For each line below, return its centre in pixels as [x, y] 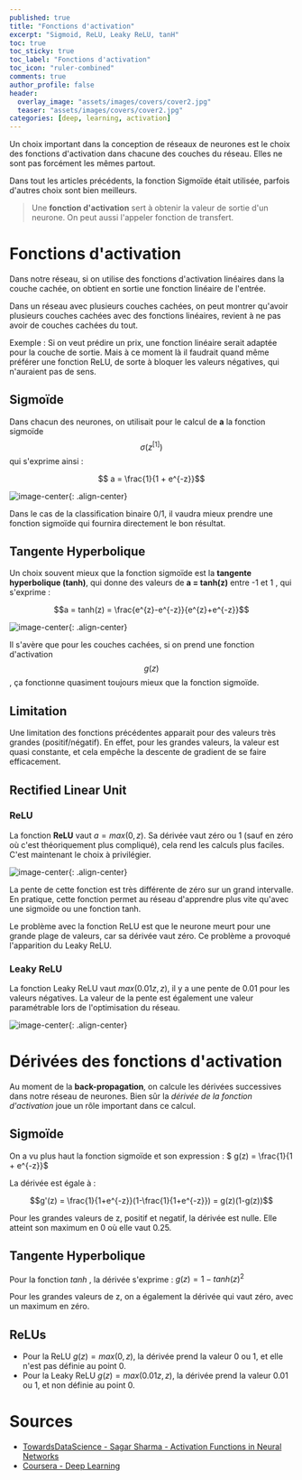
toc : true [28, 43]
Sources [41, 1422]
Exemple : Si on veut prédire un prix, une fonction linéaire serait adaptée [143, 343]
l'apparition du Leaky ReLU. [61, 945]
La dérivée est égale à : [53, 1183]
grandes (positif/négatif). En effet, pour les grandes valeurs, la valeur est [144, 742]
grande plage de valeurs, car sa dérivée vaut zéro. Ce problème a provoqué [150, 935]
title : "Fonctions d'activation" [72, 26]
